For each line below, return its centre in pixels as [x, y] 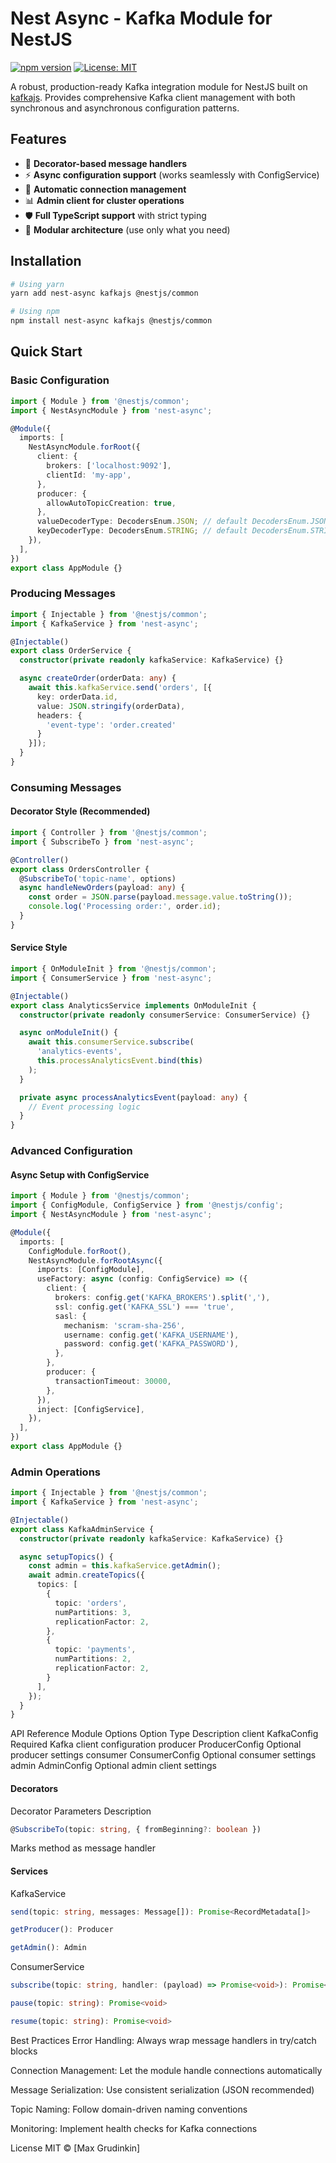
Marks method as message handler [83, 1848]
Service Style [39, 948]
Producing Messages [63, 594]
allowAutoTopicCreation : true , [111, 503]
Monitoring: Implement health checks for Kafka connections [134, 2128]
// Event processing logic [84, 1107]
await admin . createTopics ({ [86, 1575]
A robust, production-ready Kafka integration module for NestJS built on [159, 86]
